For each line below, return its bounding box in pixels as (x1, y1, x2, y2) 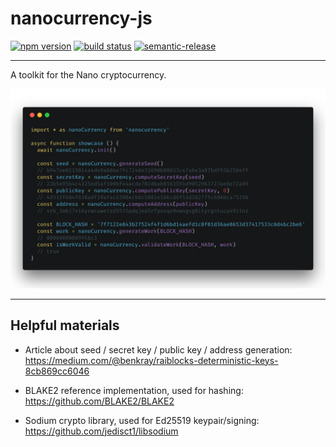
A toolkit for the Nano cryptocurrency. (10, 68, 167, 81)
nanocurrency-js (10, 7, 153, 30)
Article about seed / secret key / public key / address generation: (24, 343, 293, 356)
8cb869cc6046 (24, 365, 90, 377)
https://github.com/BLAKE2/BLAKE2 (24, 395, 175, 407)
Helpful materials (10, 317, 120, 334)
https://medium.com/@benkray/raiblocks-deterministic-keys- (24, 354, 279, 366)
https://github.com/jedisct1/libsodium (24, 425, 179, 437)
